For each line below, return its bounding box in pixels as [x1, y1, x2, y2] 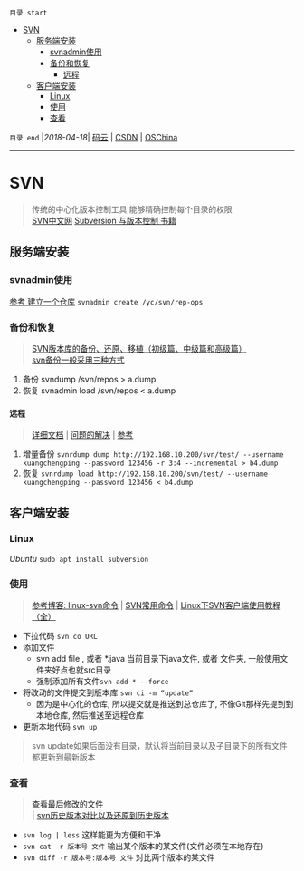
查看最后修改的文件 [31, 798, 104, 809]
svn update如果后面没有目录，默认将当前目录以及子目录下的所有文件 [31, 740, 288, 751]
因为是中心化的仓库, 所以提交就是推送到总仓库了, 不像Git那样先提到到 [35, 699, 294, 710]
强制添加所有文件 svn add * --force [35, 676, 169, 687]
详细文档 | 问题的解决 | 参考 [31, 430, 134, 440]
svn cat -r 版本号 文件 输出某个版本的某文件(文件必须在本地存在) [22, 841, 264, 852]
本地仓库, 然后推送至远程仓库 [35, 710, 145, 721]
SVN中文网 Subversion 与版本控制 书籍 [31, 215, 176, 226]
